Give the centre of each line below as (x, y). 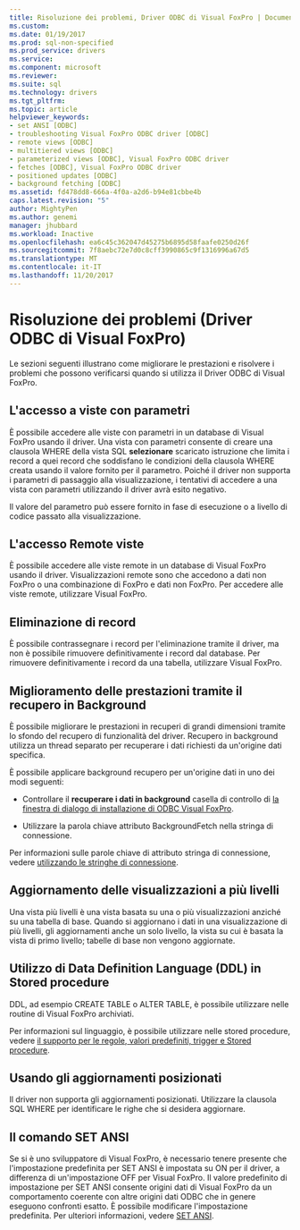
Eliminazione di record (73, 622)
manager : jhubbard (43, 225)
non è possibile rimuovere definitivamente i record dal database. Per (135, 653)
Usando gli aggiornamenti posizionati (116, 1077)
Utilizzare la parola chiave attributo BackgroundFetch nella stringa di (148, 826)
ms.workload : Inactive (51, 233)
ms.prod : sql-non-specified (62, 42)
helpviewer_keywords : (50, 117)
